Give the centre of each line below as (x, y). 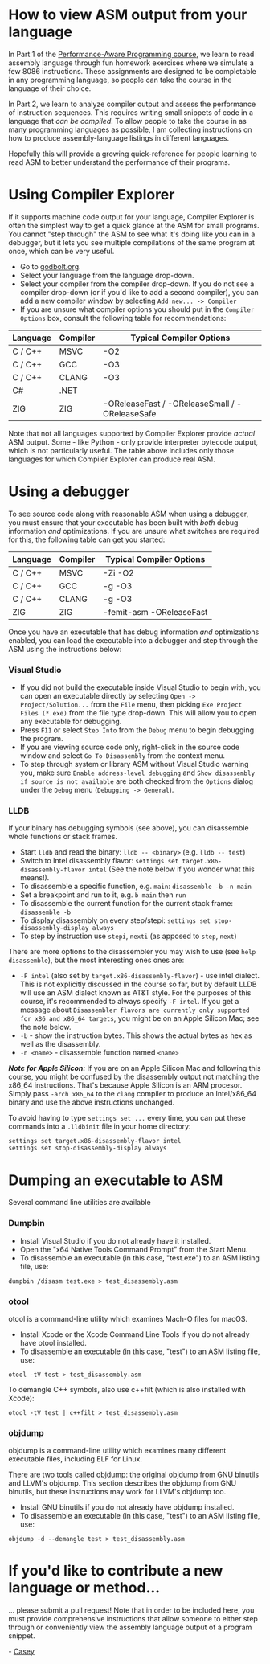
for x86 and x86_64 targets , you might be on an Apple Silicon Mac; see (139, 1018)
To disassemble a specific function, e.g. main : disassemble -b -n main (135, 887)
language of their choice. (50, 88)
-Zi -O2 (119, 572)
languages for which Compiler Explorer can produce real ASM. (112, 459)
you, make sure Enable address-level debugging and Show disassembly (137, 773)
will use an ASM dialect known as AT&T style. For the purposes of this (135, 993)
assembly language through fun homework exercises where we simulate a (131, 63)
